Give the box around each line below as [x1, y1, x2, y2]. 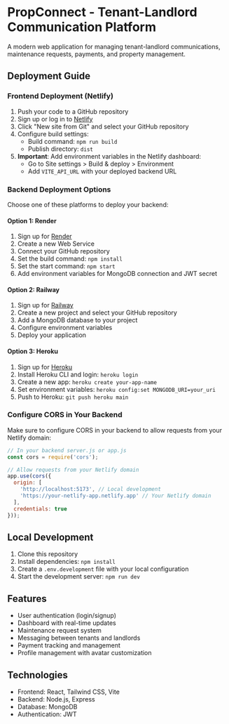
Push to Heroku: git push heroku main [17, 393, 129, 401]
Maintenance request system [17, 626, 102, 635]
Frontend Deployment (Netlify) [7, 91, 114, 101]
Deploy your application [17, 331, 86, 339]
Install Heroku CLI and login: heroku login [17, 370, 139, 379]
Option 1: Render [7, 216, 57, 225]
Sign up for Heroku [17, 362, 73, 371]
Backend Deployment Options [7, 184, 111, 194]
